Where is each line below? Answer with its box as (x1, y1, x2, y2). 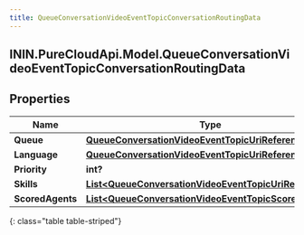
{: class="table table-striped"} (9, 215, 122, 226)
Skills (14, 177, 38, 190)
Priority (14, 163, 47, 175)
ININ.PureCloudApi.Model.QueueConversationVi (9, 47, 290, 62)
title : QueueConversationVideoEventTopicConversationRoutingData (9, 13, 261, 23)
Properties (9, 91, 71, 107)
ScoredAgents (14, 192, 78, 204)
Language (14, 148, 59, 161)
